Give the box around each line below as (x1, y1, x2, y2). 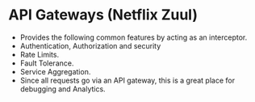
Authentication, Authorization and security (19, 40, 161, 50)
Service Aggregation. (19, 66, 91, 76)
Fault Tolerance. (19, 58, 74, 68)
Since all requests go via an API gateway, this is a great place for (19, 75, 236, 85)
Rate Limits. (19, 49, 59, 59)
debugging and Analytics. (19, 83, 107, 94)
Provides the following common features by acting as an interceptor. (19, 32, 248, 42)
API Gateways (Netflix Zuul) (8, 6, 198, 24)
